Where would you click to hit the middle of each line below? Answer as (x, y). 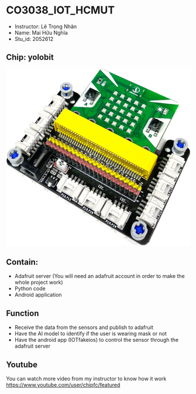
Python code (30, 288)
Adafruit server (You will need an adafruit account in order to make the (100, 276)
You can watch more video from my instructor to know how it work (86, 378)
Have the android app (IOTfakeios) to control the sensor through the (97, 340)
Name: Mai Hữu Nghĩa (41, 32)
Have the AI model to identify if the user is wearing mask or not (90, 334)
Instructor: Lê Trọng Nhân (46, 26)
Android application (38, 295)
